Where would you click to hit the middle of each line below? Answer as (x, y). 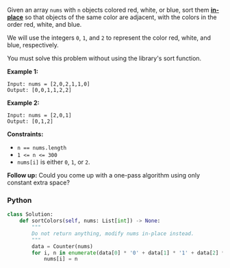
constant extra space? (39, 182)
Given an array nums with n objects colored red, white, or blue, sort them (108, 10)
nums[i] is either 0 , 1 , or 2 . (53, 162)
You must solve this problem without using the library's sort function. (104, 58)
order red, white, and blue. (44, 24)
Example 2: (23, 103)
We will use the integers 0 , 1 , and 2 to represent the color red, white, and (109, 38)
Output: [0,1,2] (30, 121)
